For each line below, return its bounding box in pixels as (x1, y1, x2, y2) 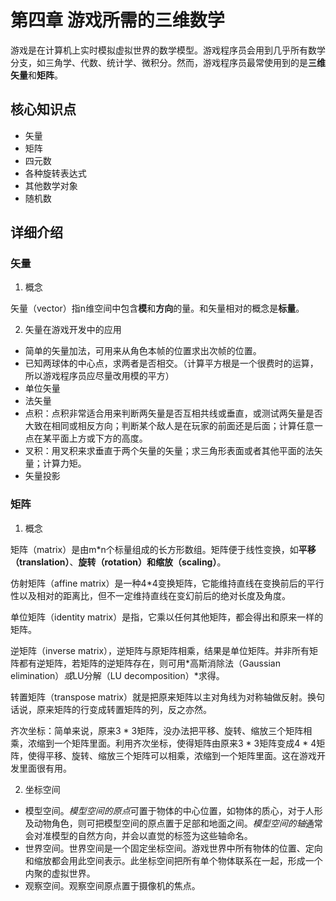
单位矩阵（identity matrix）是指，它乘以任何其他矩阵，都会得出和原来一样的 (10, 611, 324, 623)
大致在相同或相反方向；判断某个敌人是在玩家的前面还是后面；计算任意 (24, 420, 315, 432)
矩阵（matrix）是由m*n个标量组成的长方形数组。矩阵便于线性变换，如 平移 (10, 543, 317, 555)
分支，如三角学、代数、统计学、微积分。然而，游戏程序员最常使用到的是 (10, 56, 308, 68)
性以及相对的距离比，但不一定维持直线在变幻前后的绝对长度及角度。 (10, 589, 291, 601)
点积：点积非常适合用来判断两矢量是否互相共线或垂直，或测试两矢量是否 (24, 407, 323, 420)
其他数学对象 (24, 179, 78, 191)
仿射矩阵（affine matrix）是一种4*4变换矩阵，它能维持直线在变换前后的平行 (10, 577, 325, 589)
